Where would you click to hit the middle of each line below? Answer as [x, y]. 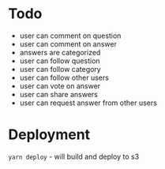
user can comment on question [70, 36]
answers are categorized [60, 52]
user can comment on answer [68, 43]
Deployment [49, 135]
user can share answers [59, 94]
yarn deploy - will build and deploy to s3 [74, 156]
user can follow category [60, 69]
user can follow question [60, 61]
